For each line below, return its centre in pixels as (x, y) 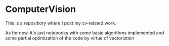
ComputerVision (40, 9)
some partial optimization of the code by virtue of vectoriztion (70, 38)
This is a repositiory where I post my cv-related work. (61, 23)
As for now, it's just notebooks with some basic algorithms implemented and (85, 32)
